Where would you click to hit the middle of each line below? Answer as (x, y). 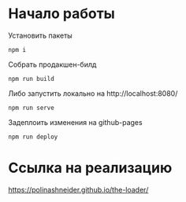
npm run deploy (33, 137)
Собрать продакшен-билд (52, 64)
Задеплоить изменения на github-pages (76, 122)
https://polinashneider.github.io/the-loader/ (78, 189)
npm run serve (32, 108)
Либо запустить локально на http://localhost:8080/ (93, 93)
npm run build (32, 79)
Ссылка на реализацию (90, 168)
